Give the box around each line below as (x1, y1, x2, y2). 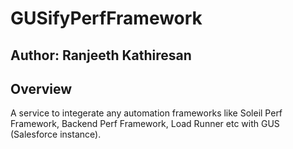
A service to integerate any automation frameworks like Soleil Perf (10, 107, 283, 119)
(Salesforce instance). (10, 128, 102, 141)
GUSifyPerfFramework (10, 7, 203, 30)
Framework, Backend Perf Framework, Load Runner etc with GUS (10, 118, 280, 130)
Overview (10, 80, 73, 97)
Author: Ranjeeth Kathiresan (10, 47, 192, 64)
